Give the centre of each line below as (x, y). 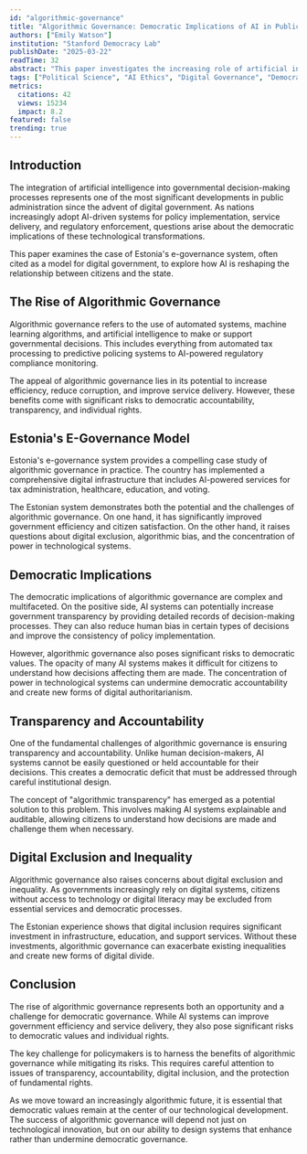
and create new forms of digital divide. (82, 956)
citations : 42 (44, 94)
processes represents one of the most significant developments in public (147, 197)
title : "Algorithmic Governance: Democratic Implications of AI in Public (155, 27)
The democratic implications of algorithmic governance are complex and (146, 597)
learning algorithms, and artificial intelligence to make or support (131, 334)
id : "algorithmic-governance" (67, 18)
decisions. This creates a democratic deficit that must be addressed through (153, 773)
